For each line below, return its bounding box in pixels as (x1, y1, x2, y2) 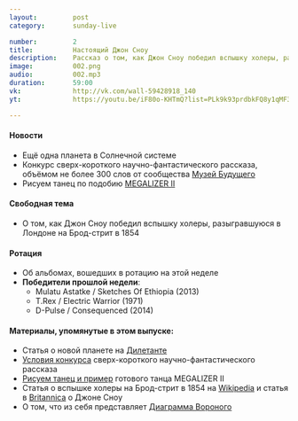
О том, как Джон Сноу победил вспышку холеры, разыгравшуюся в (21, 218, 281, 229)
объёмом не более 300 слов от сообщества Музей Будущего (21, 168, 255, 179)
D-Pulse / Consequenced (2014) (35, 305, 153, 316)
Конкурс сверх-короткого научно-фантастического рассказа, (21, 159, 258, 169)
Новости (9, 130, 43, 141)
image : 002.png (9, 62, 101, 71)
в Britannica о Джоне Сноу (21, 392, 123, 403)
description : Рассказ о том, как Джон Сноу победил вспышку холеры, (9, 54, 279, 63)
